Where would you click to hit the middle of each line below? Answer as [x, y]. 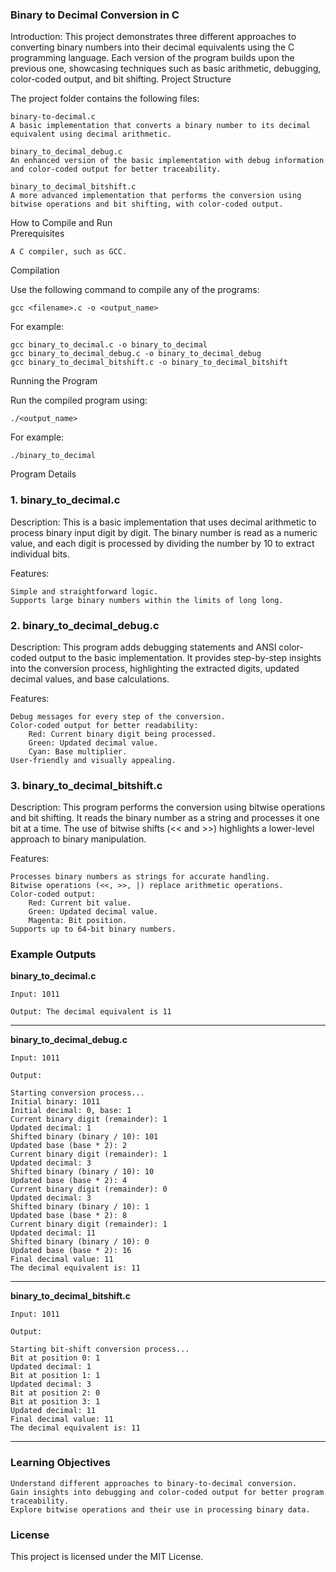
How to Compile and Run [61, 223]
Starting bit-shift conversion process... [100, 1349]
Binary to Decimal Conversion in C [95, 15]
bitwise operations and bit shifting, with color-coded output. [147, 204]
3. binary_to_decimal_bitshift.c [86, 785]
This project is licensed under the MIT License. [107, 1557]
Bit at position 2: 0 [55, 1393]
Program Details [43, 474]
